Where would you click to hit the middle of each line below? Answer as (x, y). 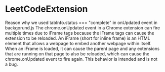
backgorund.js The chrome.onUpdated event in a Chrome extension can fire (82, 27)
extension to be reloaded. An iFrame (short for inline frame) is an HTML (78, 38)
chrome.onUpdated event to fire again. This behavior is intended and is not (81, 59)
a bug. (12, 64)
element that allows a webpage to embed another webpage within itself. (78, 43)
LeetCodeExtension (46, 9)
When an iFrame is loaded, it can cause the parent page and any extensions (82, 48)
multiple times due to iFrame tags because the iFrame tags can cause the (80, 33)
